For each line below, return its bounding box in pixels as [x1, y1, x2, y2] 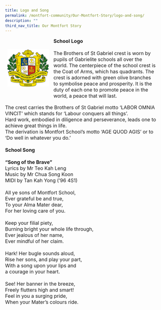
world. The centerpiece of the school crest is [53, 62, 156, 69]
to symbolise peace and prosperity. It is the [53, 80, 152, 87]
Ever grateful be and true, [5, 195, 64, 202]
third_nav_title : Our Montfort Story [5, 23, 82, 28]
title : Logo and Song [5, 8, 49, 13]
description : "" [5, 18, 38, 23]
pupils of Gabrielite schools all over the [53, 56, 143, 63]
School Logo [53, 38, 84, 45]
